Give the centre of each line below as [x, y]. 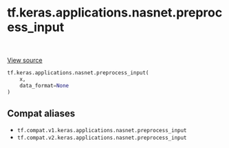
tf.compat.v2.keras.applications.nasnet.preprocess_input [102, 138]
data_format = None [44, 85]
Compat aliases [41, 113]
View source [25, 60]
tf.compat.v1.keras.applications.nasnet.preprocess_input [102, 131]
